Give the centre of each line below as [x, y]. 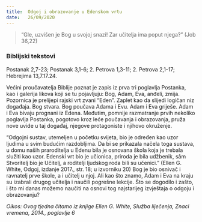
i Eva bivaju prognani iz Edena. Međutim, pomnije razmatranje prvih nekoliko [101, 113]
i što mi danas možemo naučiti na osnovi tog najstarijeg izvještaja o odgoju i [100, 188]
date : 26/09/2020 [31, 17]
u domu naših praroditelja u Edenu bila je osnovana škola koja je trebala [95, 150]
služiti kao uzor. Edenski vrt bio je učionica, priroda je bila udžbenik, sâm [96, 156]
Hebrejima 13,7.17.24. [32, 76]
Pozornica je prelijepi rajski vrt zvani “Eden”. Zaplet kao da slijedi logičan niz [100, 100]
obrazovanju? [23, 194]
